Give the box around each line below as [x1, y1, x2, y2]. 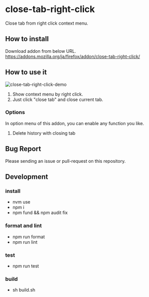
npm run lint [12, 239, 38, 245]
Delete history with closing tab [12, 130, 76, 136]
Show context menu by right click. [12, 91, 83, 97]
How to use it [5, 68, 47, 76]
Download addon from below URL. [5, 48, 76, 54]
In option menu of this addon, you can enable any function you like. [5, 120, 144, 126]
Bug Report [5, 145, 42, 153]
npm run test [12, 263, 39, 269]
